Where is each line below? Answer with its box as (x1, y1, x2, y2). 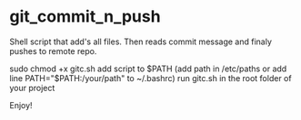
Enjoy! (9, 99, 34, 110)
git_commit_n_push (9, 6, 161, 27)
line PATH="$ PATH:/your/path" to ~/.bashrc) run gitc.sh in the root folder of (9, 72, 293, 83)
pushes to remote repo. (9, 45, 97, 56)
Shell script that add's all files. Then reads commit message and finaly (9, 36, 273, 47)
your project (9, 82, 55, 93)
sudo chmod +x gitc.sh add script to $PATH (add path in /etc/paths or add (9, 63, 287, 74)
